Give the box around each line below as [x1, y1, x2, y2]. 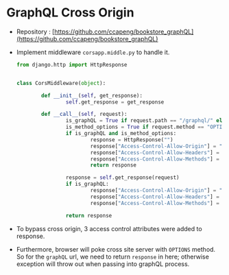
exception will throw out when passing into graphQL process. [16, 259, 190, 268]
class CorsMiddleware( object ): [16, 80, 106, 86]
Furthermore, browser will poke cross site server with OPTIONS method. [16, 245, 216, 253]
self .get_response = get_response [65, 98, 165, 106]
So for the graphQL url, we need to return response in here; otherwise [16, 252, 210, 261]
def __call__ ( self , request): [41, 111, 128, 118]
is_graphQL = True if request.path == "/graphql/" [65, 117, 214, 124]
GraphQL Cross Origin [6, 5, 134, 21]
